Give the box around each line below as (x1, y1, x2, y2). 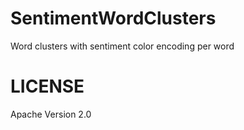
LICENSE (10, 75, 85, 98)
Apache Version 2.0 (10, 108, 92, 120)
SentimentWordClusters (10, 7, 217, 30)
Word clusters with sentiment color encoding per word (10, 40, 235, 52)
